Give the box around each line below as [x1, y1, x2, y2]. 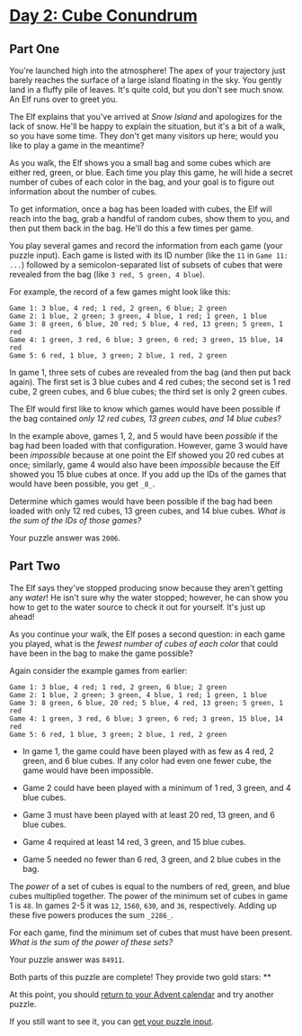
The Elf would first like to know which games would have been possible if [9, 404, 281, 414]
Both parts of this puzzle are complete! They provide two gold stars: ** [9, 971, 271, 982]
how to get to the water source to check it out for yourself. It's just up [9, 601, 266, 613]
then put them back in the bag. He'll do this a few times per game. [9, 223, 253, 233]
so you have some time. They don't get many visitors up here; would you [9, 131, 279, 141]
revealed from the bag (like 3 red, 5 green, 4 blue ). [9, 269, 205, 279]
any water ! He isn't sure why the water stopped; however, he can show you [9, 592, 289, 603]
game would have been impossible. [22, 765, 155, 776]
